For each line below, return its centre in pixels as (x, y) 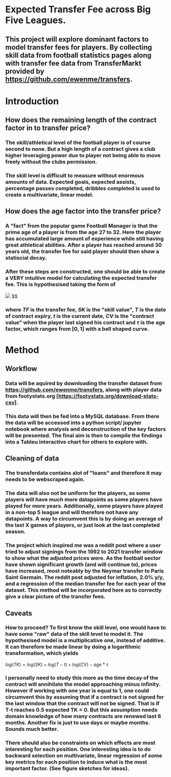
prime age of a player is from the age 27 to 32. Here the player (83, 233)
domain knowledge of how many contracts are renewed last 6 (83, 716)
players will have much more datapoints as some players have (84, 499)
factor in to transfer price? (48, 128)
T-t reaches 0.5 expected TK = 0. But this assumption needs (81, 709)
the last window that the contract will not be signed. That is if (82, 703)
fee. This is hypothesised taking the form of (60, 284)
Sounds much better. (32, 729)
